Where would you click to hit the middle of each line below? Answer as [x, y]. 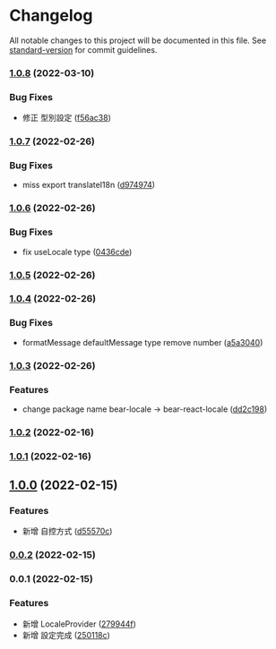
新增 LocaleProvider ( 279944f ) [79, 624]
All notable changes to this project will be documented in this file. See [138, 40]
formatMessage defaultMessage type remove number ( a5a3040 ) [142, 342]
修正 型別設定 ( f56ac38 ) [67, 118]
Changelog [51, 16]
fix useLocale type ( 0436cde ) [77, 252]
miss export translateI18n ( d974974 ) [88, 185]
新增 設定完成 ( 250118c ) [66, 635]
